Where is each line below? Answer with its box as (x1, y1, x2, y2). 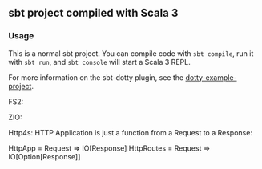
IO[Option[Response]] (8, 151, 81, 161)
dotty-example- (185, 72, 238, 82)
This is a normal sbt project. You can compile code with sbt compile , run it (8, 48, 254, 58)
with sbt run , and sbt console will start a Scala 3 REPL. (8, 57, 191, 66)
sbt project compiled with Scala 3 (8, 6, 179, 20)
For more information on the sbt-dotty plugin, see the (8, 72, 184, 82)
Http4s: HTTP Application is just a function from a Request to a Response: (8, 127, 252, 137)
